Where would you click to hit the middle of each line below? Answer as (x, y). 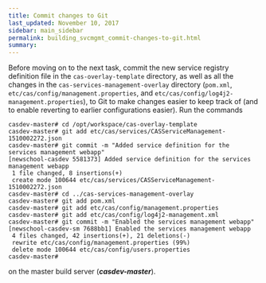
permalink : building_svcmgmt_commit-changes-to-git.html (105, 38)
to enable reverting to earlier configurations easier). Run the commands (125, 110)
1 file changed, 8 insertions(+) (67, 173)
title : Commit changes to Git (59, 16)
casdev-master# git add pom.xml (62, 201)
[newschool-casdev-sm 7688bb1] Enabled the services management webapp (129, 229)
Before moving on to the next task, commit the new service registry (119, 68)
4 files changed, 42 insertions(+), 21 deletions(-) (101, 236)
